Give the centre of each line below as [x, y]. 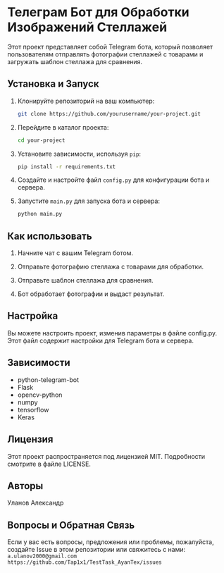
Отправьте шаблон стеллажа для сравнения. [85, 281]
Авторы [25, 486]
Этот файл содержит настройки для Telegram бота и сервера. [100, 340]
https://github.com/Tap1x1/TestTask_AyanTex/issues [85, 562]
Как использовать [50, 236]
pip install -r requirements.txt [67, 166]
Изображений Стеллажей [87, 27]
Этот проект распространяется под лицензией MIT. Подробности [106, 456]
